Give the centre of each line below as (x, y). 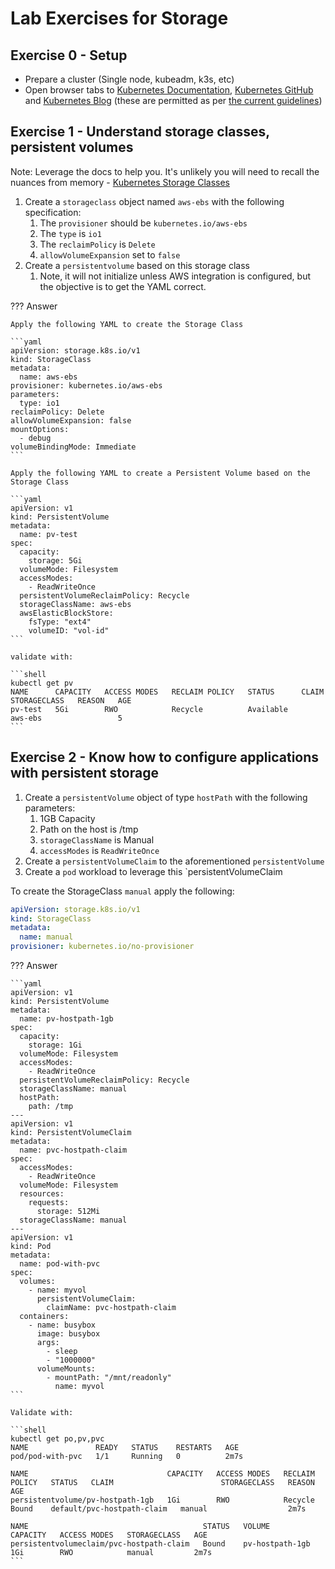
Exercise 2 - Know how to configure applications (165, 757)
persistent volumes (72, 147)
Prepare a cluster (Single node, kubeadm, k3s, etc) (129, 79)
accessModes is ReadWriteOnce (99, 850)
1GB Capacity (67, 818)
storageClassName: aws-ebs (75, 604)
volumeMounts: (66, 1369)
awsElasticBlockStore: (66, 613)
